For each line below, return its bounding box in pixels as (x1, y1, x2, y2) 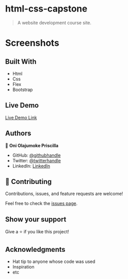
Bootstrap (12, 86, 33, 92)
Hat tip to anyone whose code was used (12, 258, 95, 264)
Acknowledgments (5, 245, 66, 254)
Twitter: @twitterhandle (12, 157, 61, 163)
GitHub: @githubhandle (12, 152, 61, 158)
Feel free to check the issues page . (5, 201, 77, 207)
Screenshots (5, 37, 59, 49)
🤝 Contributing (5, 177, 52, 186)
